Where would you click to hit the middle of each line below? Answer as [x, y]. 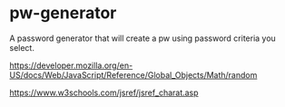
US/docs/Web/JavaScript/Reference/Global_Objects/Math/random [133, 74]
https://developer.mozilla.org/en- [71, 65]
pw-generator [63, 13]
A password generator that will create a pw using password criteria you [143, 38]
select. [22, 47]
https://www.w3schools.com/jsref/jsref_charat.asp [104, 92]
